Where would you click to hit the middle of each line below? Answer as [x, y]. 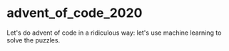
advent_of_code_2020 [75, 13]
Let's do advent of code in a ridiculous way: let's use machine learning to [114, 33]
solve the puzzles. [34, 40]
